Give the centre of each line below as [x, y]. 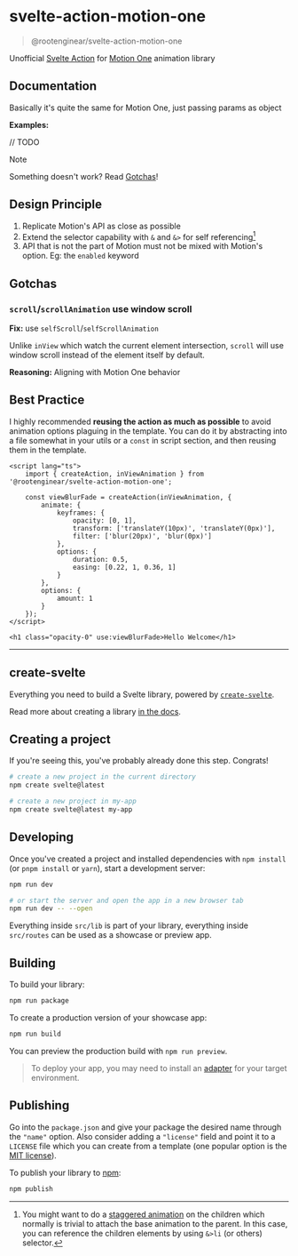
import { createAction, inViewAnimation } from [114, 474]
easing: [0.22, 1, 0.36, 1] [124, 567]
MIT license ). [33, 1155]
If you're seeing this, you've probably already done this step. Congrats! [139, 761]
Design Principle [55, 205]
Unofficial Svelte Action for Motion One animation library [112, 58]
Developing [41, 837]
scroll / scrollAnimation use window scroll [101, 308]
